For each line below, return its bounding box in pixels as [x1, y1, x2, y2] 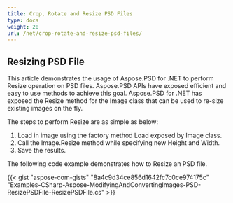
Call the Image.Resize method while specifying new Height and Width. [17, 139, 220, 147]
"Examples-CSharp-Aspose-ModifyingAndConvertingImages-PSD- [7, 181, 202, 189]
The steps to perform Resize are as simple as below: [7, 118, 159, 126]
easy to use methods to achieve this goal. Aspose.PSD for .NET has [7, 89, 202, 98]
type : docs [7, 17, 39, 24]
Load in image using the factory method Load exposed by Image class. [17, 131, 223, 140]
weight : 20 [7, 23, 39, 30]
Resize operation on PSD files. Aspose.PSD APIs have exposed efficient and [7, 82, 227, 90]
